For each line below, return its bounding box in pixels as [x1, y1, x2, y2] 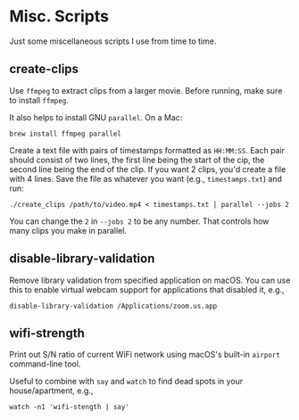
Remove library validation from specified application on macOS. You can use [9, 275, 291, 285]
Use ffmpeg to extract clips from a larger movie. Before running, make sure [9, 85, 283, 95]
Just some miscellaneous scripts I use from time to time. [9, 36, 217, 46]
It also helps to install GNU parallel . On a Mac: [9, 111, 183, 122]
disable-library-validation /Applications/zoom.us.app [9, 301, 218, 310]
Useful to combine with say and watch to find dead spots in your [9, 376, 244, 387]
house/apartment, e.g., [9, 385, 94, 396]
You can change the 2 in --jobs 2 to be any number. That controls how [9, 216, 270, 226]
